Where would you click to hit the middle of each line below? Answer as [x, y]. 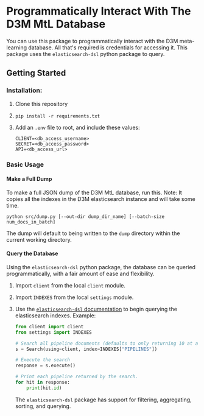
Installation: [24, 91]
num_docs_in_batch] [31, 222]
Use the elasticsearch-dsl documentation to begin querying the [96, 309]
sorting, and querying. [43, 406]
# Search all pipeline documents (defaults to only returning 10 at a [107, 343]
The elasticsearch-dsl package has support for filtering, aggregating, [103, 400]
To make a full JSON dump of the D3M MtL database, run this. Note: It [94, 192]
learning [17, 48]
